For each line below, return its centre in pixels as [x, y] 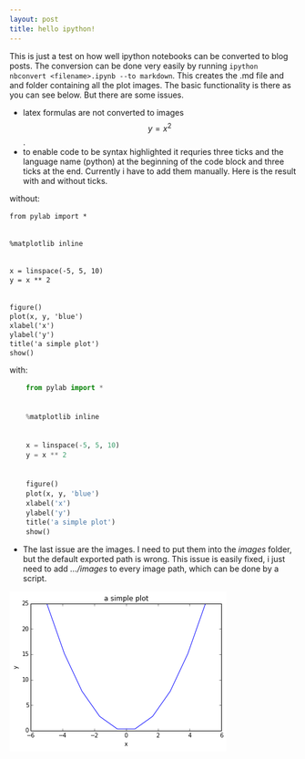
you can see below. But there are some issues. [97, 95]
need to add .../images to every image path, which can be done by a [151, 569]
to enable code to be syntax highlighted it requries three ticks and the [153, 152]
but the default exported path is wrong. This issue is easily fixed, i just [154, 559]
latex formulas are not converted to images [103, 112]
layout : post [34, 19]
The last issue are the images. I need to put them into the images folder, [158, 549]
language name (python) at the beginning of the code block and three [153, 162]
